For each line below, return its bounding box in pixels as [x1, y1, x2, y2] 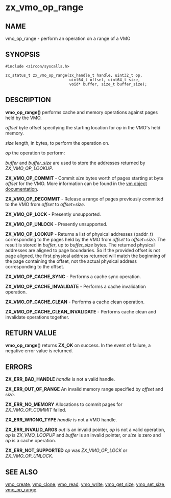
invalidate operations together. [5, 314, 70, 320]
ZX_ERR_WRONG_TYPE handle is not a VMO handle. [5, 417, 117, 423]
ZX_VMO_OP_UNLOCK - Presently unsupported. [5, 221, 108, 227]
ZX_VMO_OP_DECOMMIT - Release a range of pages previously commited [5, 196, 164, 202]
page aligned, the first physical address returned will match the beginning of [5, 253, 166, 259]
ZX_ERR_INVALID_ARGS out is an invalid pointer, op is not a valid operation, [5, 426, 166, 433]
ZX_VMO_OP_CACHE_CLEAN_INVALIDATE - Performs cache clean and [5, 308, 157, 314]
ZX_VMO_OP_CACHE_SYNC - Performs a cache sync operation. [5, 273, 141, 280]
